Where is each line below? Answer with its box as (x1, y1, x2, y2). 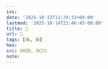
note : (6, 53, 20, 59)
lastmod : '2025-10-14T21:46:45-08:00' (6, 20, 104, 26)
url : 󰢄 (6, 31, 23, 37)
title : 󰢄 (6, 25, 28, 32)
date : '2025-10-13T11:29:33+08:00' (6, 14, 96, 20)
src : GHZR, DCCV (6, 48, 47, 54)
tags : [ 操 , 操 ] (6, 37, 43, 43)
